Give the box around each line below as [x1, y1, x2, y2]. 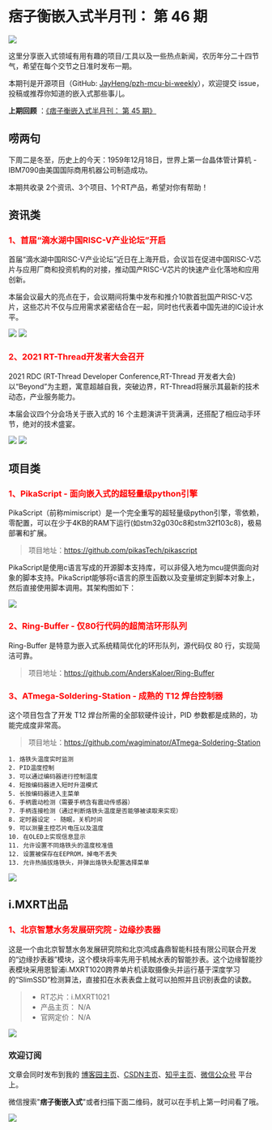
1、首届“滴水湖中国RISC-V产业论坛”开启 [8, 234, 166, 246]
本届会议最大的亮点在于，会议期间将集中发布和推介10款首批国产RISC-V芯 [8, 292, 253, 302]
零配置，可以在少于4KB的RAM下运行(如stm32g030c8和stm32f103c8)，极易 [8, 518, 262, 528]
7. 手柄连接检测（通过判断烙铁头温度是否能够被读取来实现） [8, 807, 182, 815]
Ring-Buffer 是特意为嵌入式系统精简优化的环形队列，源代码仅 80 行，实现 [8, 640, 253, 650]
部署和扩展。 [8, 528, 51, 538]
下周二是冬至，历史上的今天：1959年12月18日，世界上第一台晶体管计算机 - [8, 155, 257, 165]
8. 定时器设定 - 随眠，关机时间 [8, 816, 103, 824]
